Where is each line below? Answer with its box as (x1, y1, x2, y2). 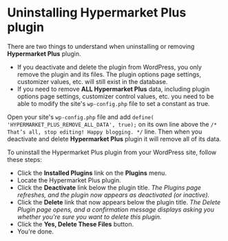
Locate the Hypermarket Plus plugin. (17, 176, 122, 184)
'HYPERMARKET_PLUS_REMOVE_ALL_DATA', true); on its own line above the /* (7, 120, 217, 128)
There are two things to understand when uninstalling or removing (7, 42, 195, 50)
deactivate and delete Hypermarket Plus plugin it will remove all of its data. (7, 134, 222, 143)
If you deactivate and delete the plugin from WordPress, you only (17, 63, 202, 71)
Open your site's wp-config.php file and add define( (7, 112, 154, 121)
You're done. (17, 227, 54, 235)
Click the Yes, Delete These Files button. (17, 220, 134, 228)
